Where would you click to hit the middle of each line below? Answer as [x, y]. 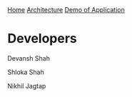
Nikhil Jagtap [27, 86]
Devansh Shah [29, 58]
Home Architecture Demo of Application [66, 10]
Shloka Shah [26, 72]
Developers [42, 39]
